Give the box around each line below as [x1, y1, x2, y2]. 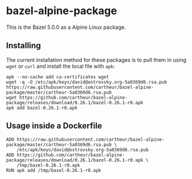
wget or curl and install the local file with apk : [6, 62, 115, 69]
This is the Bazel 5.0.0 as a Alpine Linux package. [6, 24, 126, 31]
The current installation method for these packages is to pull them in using [6, 56, 187, 63]
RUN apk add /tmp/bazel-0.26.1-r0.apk [6, 167, 101, 173]
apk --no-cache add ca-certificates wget [6, 74, 110, 80]
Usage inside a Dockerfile [6, 121, 102, 131]
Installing [6, 41, 41, 51]
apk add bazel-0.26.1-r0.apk [6, 105, 78, 111]
